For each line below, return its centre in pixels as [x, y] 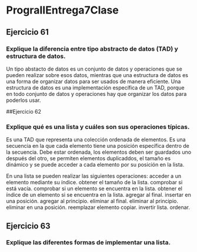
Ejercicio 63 [29, 226]
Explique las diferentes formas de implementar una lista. [89, 243]
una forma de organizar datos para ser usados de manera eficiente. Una [94, 81]
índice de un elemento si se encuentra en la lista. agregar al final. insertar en [98, 195]
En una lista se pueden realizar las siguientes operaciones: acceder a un [94, 176]
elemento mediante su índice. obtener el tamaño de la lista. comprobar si [94, 183]
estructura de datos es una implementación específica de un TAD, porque [96, 87]
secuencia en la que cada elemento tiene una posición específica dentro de [98, 146]
